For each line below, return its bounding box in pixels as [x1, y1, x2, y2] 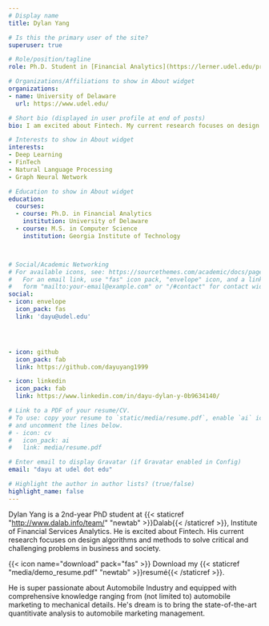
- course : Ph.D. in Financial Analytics [15, 209, 152, 218]
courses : [15, 202, 45, 210]
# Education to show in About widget [8, 187, 134, 196]
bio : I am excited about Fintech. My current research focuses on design [8, 122, 260, 130]
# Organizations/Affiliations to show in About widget [8, 78, 195, 86]
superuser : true [8, 41, 62, 49]
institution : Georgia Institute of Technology [22, 232, 181, 240]
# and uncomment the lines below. [8, 421, 124, 429]
